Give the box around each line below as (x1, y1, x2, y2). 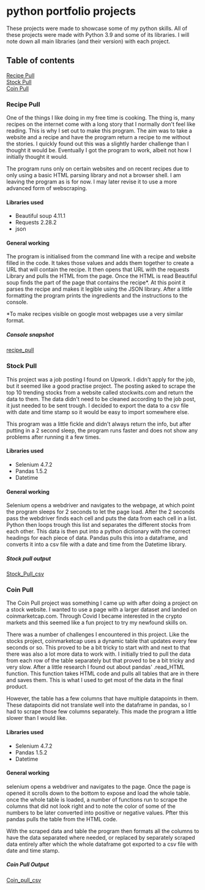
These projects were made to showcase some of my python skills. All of (6, 25, 188, 32)
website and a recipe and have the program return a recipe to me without (6, 134, 191, 141)
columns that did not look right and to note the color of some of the (6, 802, 176, 810)
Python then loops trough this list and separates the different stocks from (6, 521, 191, 529)
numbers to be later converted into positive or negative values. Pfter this (6, 808, 188, 816)
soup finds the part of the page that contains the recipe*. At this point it (6, 279, 185, 286)
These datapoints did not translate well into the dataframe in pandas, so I (6, 701, 190, 709)
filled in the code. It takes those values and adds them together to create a (6, 259, 194, 267)
